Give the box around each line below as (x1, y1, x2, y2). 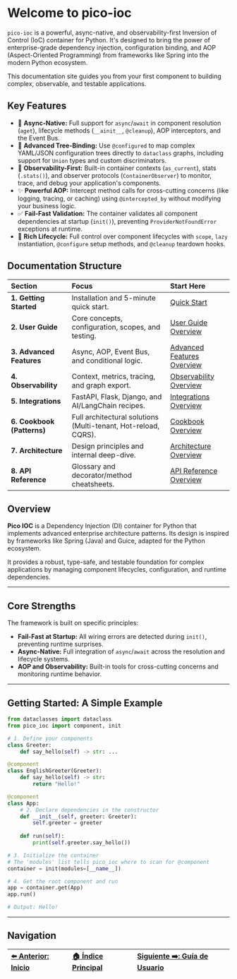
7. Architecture (11, 445, 63, 455)
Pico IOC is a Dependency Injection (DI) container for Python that (7, 522, 197, 530)
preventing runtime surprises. (17, 640, 104, 649)
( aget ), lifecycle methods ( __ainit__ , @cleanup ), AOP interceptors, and (17, 126, 221, 135)
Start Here (170, 281, 206, 291)
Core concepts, (71, 313, 123, 323)
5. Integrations (11, 396, 61, 406)
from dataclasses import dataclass (7, 716, 112, 723)
